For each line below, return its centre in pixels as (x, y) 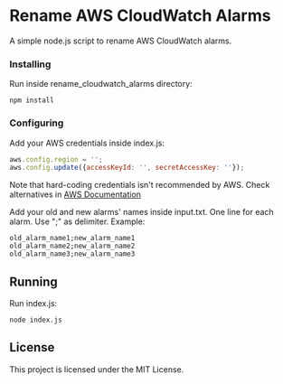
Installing (30, 64)
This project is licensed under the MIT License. (97, 369)
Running (34, 281)
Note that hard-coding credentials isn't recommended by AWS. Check (140, 185)
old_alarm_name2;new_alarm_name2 (72, 246)
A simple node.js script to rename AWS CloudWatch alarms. (121, 41)
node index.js (36, 320)
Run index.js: (33, 304)
